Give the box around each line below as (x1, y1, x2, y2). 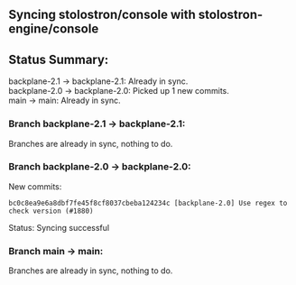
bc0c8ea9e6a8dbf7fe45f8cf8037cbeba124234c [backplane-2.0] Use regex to (8, 198, 288, 207)
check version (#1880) (8, 207, 94, 216)
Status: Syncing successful (8, 222, 110, 233)
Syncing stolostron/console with (8, 7, 196, 23)
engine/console (8, 22, 99, 37)
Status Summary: (8, 51, 109, 67)
